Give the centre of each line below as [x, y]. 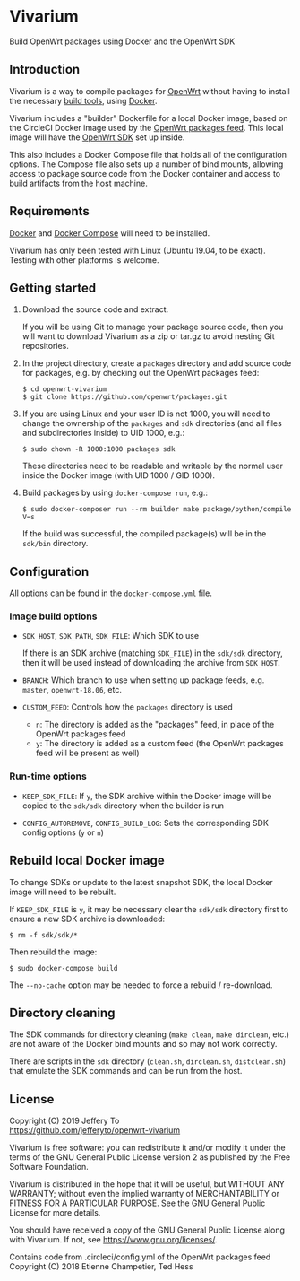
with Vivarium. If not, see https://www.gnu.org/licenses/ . [113, 1240]
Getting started [53, 288]
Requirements [49, 211]
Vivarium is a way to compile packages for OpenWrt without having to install [150, 91]
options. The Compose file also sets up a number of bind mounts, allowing [146, 164]
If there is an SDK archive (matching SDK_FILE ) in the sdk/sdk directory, [153, 653]
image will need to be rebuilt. [63, 892]
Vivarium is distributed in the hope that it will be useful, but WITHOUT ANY [147, 1184]
